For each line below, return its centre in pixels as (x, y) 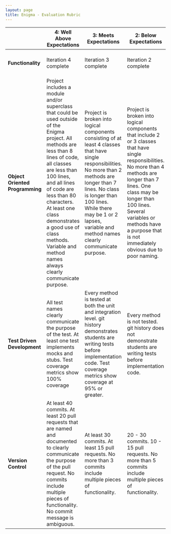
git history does (146, 328)
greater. (94, 394)
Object (16, 176)
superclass (60, 106)
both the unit (100, 305)
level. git (95, 318)
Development (24, 347)
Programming (25, 189)
